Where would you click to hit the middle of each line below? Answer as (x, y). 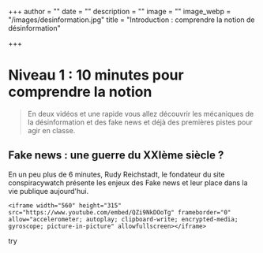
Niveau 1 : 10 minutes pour (96, 75)
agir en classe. (51, 130)
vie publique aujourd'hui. (49, 191)
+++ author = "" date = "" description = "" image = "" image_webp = (120, 11)
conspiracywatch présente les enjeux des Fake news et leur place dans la (128, 182)
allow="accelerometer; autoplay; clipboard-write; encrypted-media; (123, 219)
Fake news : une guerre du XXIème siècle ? (116, 156)
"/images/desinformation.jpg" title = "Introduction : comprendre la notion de (131, 20)
